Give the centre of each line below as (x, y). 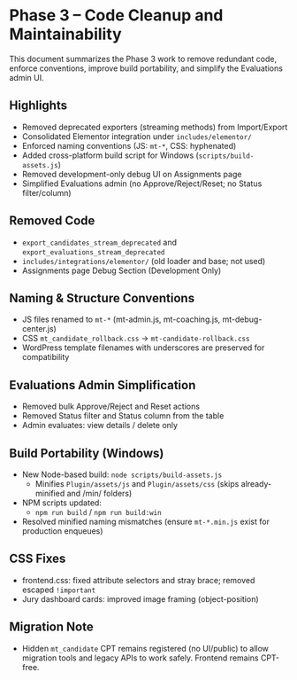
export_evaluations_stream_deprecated (93, 252)
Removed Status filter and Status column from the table (123, 416)
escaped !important (59, 590)
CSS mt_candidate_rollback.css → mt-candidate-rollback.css (136, 339)
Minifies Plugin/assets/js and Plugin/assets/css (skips (137, 484)
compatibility (46, 357)
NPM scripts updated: (61, 503)
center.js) (39, 329)
